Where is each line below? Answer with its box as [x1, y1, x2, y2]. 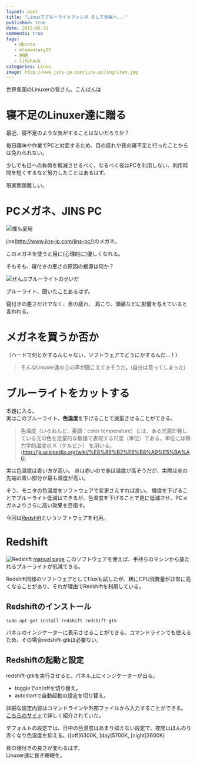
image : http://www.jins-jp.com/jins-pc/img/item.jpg [6, 69, 138, 75]
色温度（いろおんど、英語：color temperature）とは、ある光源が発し [20, 427, 188, 434]
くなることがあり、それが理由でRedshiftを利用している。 [6, 582, 144, 590]
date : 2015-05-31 [6, 25, 49, 31]
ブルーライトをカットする [6, 387, 131, 400]
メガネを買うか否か [6, 331, 99, 344]
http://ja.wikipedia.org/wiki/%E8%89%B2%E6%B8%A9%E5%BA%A [22, 449, 190, 455]
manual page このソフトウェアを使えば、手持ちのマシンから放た [33, 555, 190, 562]
